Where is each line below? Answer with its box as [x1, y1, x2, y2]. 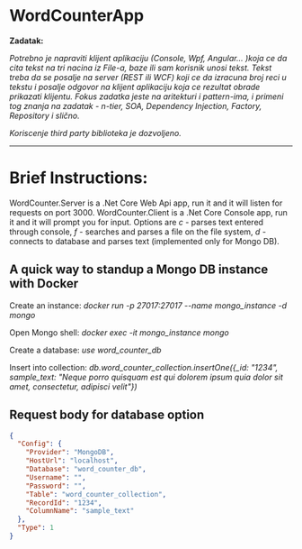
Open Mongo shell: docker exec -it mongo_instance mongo [9, 326, 229, 338]
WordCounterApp [9, 5, 145, 26]
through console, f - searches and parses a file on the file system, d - [9, 226, 267, 237]
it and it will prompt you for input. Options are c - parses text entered [9, 216, 263, 227]
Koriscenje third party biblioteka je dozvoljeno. [9, 127, 182, 138]
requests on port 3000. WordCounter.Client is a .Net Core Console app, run [9, 206, 288, 217]
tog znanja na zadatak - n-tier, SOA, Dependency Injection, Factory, [9, 100, 262, 111]
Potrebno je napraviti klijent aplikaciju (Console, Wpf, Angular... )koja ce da [9, 52, 288, 63]
